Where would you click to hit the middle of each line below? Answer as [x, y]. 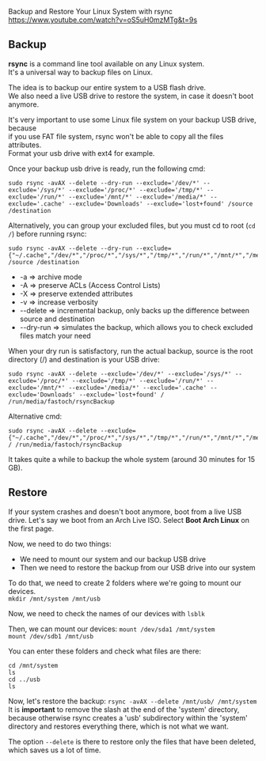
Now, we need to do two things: [60, 543]
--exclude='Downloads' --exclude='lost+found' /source [161, 204]
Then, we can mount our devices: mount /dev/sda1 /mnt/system [112, 629]
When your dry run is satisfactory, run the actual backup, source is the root [131, 350]
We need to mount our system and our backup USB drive [113, 559]
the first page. [31, 528]
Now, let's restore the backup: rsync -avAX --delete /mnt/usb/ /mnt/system [133, 701]
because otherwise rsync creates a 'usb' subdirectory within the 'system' [128, 717]
